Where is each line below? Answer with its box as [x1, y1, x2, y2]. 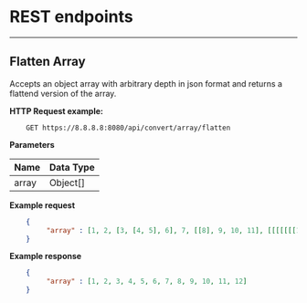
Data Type [48, 161, 95, 173]
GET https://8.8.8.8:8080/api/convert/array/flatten [26, 123, 231, 132]
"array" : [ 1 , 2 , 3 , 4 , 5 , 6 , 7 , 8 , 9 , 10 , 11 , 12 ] [46, 277, 248, 287]
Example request [9, 199, 76, 211]
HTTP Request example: [9, 105, 103, 116]
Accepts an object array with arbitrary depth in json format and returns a [9, 78, 283, 89]
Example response [9, 251, 82, 262]
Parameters [9, 139, 55, 150]
